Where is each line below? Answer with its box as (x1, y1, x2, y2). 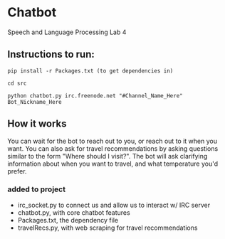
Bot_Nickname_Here (7, 98, 62, 105)
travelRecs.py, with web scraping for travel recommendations (17, 223, 198, 232)
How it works (7, 118, 67, 130)
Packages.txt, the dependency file (17, 216, 119, 224)
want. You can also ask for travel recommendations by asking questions (7, 144, 219, 153)
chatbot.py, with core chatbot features (17, 208, 130, 217)
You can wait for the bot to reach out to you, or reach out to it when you (7, 137, 217, 145)
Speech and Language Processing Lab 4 (7, 28, 127, 36)
